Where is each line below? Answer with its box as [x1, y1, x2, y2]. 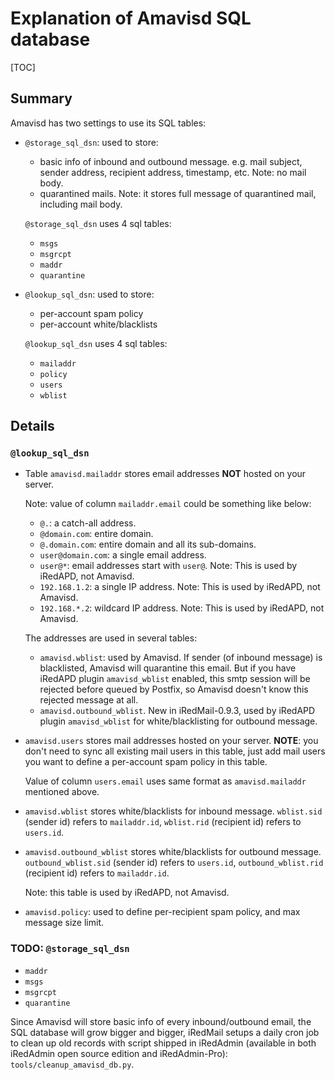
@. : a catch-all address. [39, 517, 137, 529]
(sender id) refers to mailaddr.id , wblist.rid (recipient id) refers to [24, 816, 302, 828]
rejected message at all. [39, 694, 139, 706]
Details [10, 418, 55, 435]
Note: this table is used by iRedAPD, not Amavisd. [24, 887, 230, 899]
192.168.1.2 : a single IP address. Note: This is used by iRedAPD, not [39, 581, 321, 593]
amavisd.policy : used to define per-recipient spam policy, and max [24, 906, 301, 918]
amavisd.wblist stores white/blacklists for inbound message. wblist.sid [24, 805, 323, 817]
